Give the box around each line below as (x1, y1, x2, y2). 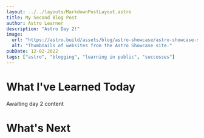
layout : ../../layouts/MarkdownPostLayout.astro (6, 8, 132, 15)
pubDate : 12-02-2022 (6, 48, 59, 54)
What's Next (6, 121, 71, 135)
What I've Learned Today (6, 80, 135, 94)
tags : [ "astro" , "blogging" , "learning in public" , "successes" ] (6, 54, 175, 60)
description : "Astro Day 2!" (6, 25, 80, 32)
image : (6, 31, 23, 38)
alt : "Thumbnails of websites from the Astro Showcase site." (12, 43, 172, 49)
